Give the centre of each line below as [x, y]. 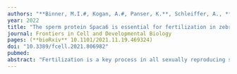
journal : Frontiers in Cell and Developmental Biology [90, 33]
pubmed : [19, 54]
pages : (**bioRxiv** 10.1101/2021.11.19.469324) [80, 40]
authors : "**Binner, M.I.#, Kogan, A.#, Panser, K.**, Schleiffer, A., [115, 14]
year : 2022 [23, 20]
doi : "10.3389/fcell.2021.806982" [58, 47]
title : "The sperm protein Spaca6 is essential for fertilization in [112, 27]
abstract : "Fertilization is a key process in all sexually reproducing [116, 60]
